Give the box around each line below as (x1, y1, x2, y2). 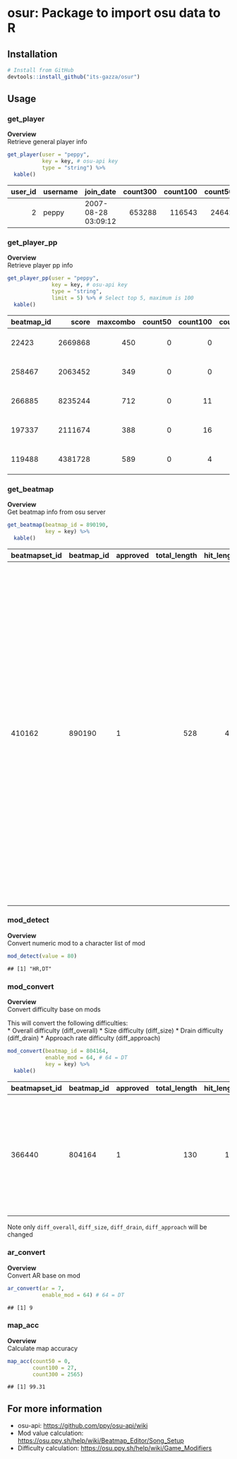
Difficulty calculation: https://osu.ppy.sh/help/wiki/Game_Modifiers (17, 1444, 212, 1453)
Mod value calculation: (17, 1429, 84, 1438)
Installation (7, 48, 58, 60)
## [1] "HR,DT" (7, 965, 52, 972)
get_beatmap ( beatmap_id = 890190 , (7, 521, 109, 528)
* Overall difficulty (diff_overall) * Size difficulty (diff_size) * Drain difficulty (7, 1026, 224, 1035)
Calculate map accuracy (7, 1344, 78, 1352)
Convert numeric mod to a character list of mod (7, 939, 146, 947)
